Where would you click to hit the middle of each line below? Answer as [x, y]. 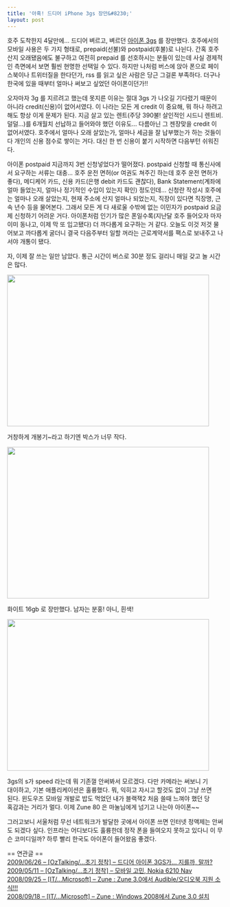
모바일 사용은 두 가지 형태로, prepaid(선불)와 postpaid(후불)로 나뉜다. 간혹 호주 [113, 49]
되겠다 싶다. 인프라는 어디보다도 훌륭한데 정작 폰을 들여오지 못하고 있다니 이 [115, 830]
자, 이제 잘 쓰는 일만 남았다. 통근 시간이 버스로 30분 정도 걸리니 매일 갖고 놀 [107, 256]
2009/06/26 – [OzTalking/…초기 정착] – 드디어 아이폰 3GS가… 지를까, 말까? [110, 862]
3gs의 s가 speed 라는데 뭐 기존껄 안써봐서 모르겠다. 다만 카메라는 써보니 [104, 781]
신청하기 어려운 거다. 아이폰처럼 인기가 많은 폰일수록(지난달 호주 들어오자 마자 [118, 215]
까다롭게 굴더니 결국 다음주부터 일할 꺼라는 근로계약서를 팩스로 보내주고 [120, 233]
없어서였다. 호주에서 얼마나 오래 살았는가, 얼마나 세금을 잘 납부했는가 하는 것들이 [114, 132]
